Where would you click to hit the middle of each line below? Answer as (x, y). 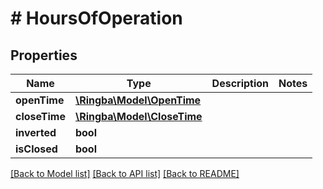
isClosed (36, 149)
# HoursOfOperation (96, 18)
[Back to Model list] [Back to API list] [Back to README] (125, 173)
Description (240, 83)
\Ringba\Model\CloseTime (138, 116)
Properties (44, 55)
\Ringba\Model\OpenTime (138, 100)
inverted (36, 132)
